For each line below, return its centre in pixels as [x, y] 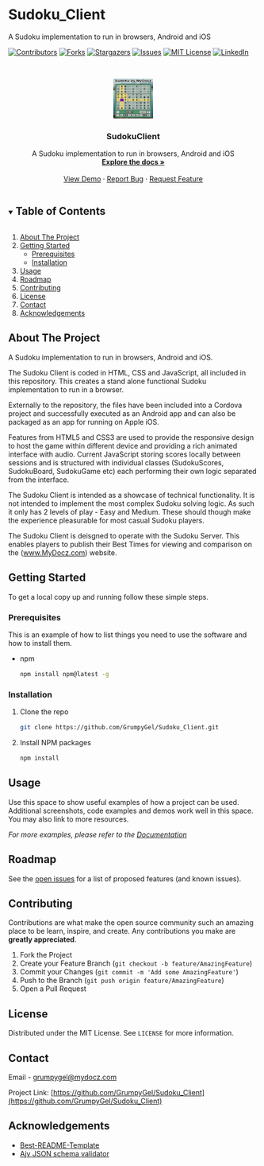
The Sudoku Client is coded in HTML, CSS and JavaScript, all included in [127, 372]
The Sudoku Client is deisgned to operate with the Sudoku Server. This [124, 535]
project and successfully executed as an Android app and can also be [122, 413]
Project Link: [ [31, 1092]
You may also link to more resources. [69, 819]
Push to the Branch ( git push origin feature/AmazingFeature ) [122, 981]
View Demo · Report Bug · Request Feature [133, 179]
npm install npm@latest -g [64, 674]
